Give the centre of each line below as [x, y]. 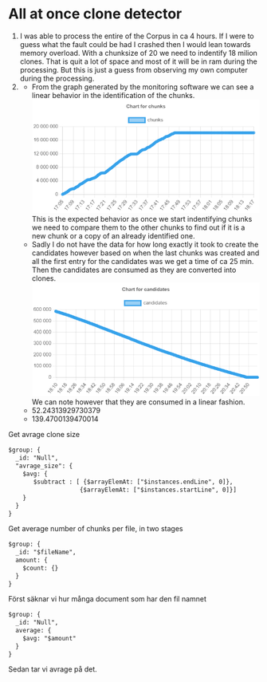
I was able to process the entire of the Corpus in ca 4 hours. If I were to [137, 36]
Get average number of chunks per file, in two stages [96, 528]
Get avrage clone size [44, 434]
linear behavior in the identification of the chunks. [113, 95]
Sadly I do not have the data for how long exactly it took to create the [145, 244]
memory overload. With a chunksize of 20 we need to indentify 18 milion [138, 53]
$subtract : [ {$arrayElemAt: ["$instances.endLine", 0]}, [133, 482]
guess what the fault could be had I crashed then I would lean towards [135, 44]
